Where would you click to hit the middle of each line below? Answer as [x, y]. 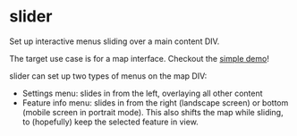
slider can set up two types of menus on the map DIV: [108, 76]
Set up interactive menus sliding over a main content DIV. [115, 41]
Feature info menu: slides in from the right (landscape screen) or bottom [155, 102]
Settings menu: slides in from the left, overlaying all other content [142, 93]
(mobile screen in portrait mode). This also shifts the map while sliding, [153, 112]
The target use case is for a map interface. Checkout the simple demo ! [140, 58]
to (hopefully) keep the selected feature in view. [110, 122]
